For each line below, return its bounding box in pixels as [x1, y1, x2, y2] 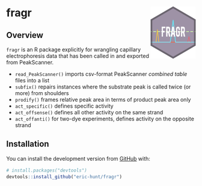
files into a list [14, 77, 50, 84]
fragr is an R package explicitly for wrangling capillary [6, 46, 141, 53]
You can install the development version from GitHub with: [6, 155, 150, 162]
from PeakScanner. [6, 59, 54, 66]
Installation [6, 139, 49, 149]
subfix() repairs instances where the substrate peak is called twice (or [14, 83, 191, 90]
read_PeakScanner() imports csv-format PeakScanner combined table [14, 70, 188, 78]
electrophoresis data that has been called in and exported [6, 52, 149, 60]
